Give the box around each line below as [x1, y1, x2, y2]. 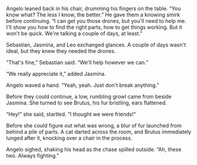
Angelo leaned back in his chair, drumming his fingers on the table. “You [6, 5, 181, 12]
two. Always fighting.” [6, 152, 59, 159]
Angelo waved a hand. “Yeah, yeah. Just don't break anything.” [6, 82, 159, 89]
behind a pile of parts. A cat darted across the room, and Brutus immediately [6, 129, 192, 135]
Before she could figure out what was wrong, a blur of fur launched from [6, 122, 182, 129]
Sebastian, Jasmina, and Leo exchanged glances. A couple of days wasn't [6, 41, 186, 48]
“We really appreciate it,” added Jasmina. [6, 70, 106, 77]
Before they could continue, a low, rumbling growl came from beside [6, 93, 172, 100]
